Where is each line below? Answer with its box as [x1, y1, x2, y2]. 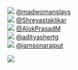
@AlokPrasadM [15, 25, 61, 33]
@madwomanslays [15, 8, 71, 16]
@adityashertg [15, 33, 59, 41]
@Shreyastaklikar [15, 16, 67, 24]
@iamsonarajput [15, 41, 63, 49]
